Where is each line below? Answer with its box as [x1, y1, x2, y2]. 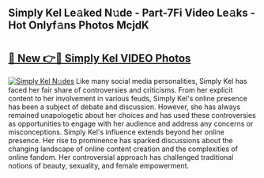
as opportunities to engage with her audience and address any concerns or [8, 119, 254, 128]
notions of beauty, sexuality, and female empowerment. [8, 161, 190, 170]
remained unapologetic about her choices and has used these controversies [8, 111, 257, 119]
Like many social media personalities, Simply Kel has [76, 77, 247, 85]
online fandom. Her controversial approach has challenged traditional [8, 153, 234, 161]
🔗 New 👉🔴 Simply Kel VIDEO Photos [8, 51, 191, 65]
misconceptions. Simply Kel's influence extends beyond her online [8, 127, 225, 137]
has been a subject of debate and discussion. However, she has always [8, 102, 241, 112]
